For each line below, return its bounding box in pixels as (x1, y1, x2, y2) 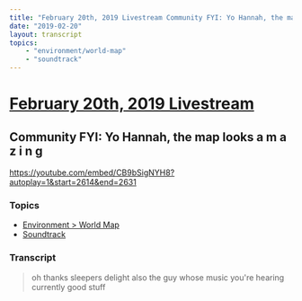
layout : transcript (9, 30, 83, 39)
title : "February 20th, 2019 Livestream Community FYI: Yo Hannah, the (9, 13, 283, 22)
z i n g (9, 143, 43, 158)
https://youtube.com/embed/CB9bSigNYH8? (9, 167, 175, 178)
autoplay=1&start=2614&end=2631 (9, 177, 137, 187)
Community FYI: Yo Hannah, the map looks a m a (9, 129, 288, 145)
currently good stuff (31, 281, 106, 292)
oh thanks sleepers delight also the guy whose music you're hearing (31, 271, 285, 283)
